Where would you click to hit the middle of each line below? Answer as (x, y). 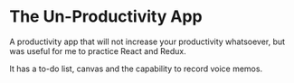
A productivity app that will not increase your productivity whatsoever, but (147, 41)
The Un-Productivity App (106, 17)
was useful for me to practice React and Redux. (98, 51)
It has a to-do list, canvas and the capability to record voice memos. (136, 69)
